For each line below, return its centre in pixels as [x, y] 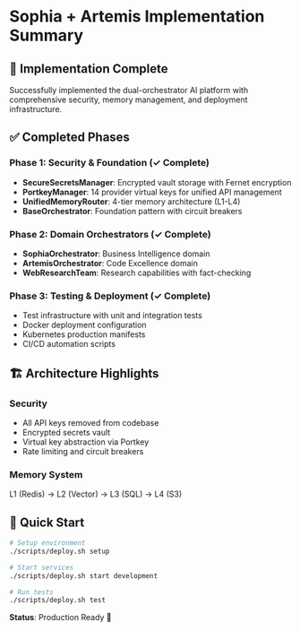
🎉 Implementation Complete [89, 69]
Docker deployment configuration [84, 325]
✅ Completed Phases [69, 138]
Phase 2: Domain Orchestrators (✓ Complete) [111, 234]
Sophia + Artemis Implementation [137, 17]
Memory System [46, 474]
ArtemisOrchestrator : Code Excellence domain [110, 263]
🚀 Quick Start [47, 522]
